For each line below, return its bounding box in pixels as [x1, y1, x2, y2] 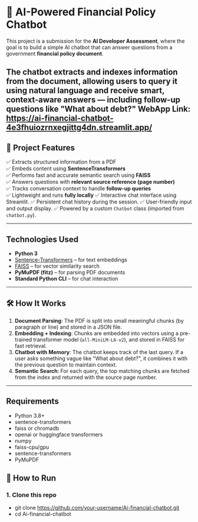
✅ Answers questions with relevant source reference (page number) [6, 179, 175, 186]
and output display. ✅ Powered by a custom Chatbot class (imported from [6, 205, 184, 212]
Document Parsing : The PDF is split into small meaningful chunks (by [14, 317, 184, 324]
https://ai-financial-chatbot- [6, 114, 114, 124]
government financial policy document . [6, 50, 104, 57]
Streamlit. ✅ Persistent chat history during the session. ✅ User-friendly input [6, 198, 192, 206]
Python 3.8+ [14, 412, 45, 419]
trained [14, 336, 32, 343]
